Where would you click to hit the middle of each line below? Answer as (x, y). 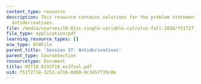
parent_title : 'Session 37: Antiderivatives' (64, 50)
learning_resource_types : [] (42, 39)
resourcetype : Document (36, 61)
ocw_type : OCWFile (29, 45)
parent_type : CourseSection (41, 56)
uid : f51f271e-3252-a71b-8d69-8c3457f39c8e (61, 72)
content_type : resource (36, 12)
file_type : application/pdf (41, 34)
